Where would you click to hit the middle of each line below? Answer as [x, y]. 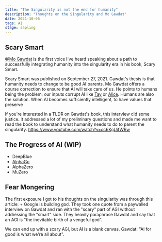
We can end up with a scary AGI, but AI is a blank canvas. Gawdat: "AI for [78, 229]
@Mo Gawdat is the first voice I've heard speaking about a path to [71, 59]
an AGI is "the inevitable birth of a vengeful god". [54, 220]
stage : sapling [20, 28]
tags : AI [14, 23]
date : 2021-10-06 [23, 18]
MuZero [20, 172]
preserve [14, 104]
